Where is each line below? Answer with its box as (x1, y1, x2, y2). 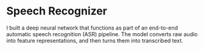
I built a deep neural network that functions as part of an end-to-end (6, 24, 178, 31)
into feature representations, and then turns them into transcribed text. (6, 37, 184, 44)
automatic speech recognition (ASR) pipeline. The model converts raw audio (6, 30, 198, 37)
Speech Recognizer (6, 4, 108, 18)
